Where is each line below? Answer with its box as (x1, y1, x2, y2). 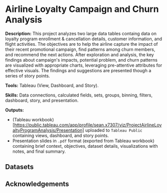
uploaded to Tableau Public (85, 127, 143, 133)
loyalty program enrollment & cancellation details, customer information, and (5, 36, 163, 42)
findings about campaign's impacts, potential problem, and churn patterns (5, 57, 158, 63)
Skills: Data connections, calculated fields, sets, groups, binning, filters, (5, 92, 153, 98)
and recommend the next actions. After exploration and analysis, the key (5, 51, 154, 58)
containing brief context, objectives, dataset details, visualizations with (12, 143, 158, 149)
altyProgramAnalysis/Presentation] (12, 127, 84, 133)
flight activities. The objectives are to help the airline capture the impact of (5, 41, 158, 47)
